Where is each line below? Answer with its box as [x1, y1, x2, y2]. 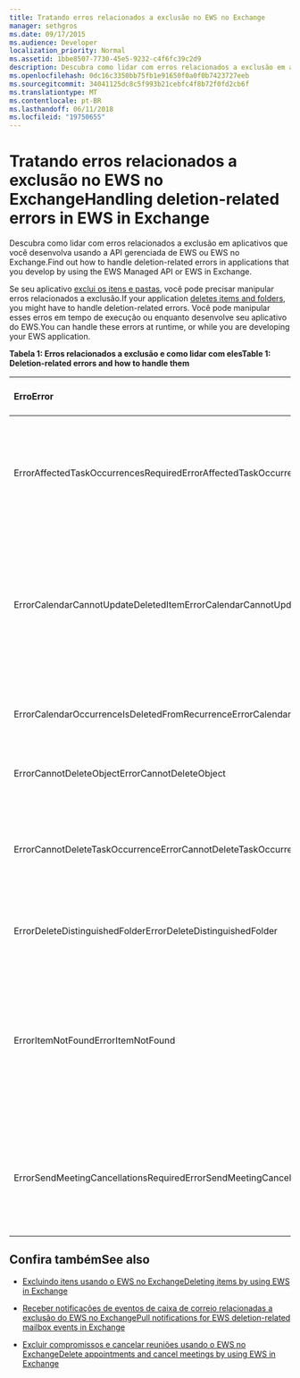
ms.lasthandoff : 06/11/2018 [9, 105, 114, 113]
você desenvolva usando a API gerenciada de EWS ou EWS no [9, 248, 240, 258]
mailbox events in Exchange [21, 1322, 126, 1332]
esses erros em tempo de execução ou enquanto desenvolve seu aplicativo [9, 312, 287, 323]
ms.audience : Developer [9, 38, 98, 47]
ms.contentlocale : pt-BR [9, 96, 102, 105]
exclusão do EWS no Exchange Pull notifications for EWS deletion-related [21, 1312, 291, 1323]
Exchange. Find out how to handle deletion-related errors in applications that [9, 256, 289, 268]
